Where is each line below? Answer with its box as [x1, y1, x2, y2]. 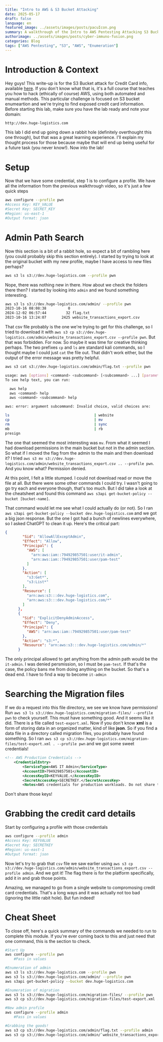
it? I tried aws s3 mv [5, 455, 44, 461]
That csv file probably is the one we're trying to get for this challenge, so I [5, 324, 153, 330]
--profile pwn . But [118, 334, 156, 340]
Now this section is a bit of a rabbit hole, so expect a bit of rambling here [5, 248, 150, 254]
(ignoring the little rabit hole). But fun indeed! [5, 895, 95, 901]
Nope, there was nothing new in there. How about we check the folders [5, 282, 148, 288]
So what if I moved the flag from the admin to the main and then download [5, 450, 154, 456]
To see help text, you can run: [5, 377, 70, 382]
